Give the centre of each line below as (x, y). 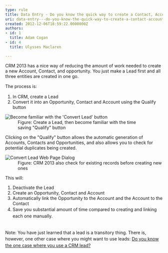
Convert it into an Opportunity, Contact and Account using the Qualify (84, 102)
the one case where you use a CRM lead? (48, 245)
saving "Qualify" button (42, 127)
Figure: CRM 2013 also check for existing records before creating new (90, 163)
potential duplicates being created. (41, 148)
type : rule (16, 10)
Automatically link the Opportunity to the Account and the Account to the (87, 198)
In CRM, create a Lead (35, 97)
